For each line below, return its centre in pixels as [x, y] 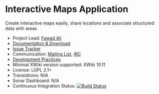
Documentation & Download [41, 43]
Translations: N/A [30, 75]
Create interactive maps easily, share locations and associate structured [80, 23]
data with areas [21, 28]
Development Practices [37, 59]
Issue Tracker [27, 48]
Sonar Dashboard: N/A [36, 80]
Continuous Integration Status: [44, 85]
